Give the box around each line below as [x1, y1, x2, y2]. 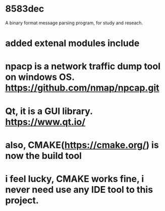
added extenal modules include [5, 37, 140, 49]
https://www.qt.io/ [5, 116, 86, 128]
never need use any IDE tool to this [5, 184, 153, 195]
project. [5, 194, 39, 206]
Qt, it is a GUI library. [5, 105, 93, 117]
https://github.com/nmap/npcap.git [5, 82, 159, 94]
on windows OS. [5, 71, 75, 83]
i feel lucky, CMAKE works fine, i [5, 173, 144, 185]
